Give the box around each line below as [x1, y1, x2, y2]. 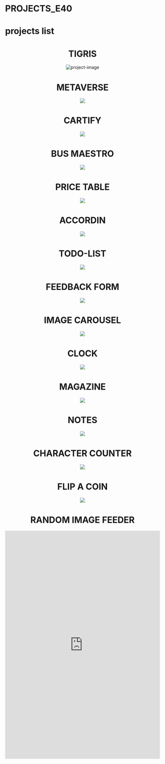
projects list [5, 26, 55, 37]
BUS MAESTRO [51, 148, 114, 159]
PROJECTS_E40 [5, 3, 73, 14]
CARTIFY [63, 115, 102, 126]
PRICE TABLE [55, 182, 110, 193]
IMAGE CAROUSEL [44, 315, 121, 326]
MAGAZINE [59, 381, 106, 392]
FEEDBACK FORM [46, 282, 119, 292]
